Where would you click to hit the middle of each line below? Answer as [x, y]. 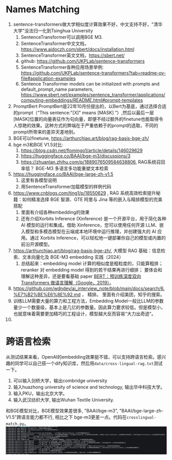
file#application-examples [48, 78]
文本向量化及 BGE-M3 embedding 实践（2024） [73, 257]
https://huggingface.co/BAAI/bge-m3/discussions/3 [76, 156]
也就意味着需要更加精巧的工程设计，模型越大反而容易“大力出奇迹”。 [84, 313]
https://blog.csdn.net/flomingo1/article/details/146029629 [82, 150]
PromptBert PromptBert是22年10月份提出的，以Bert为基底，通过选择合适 [90, 106]
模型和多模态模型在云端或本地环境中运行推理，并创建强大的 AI [91, 231]
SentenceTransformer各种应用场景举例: [62, 67]
